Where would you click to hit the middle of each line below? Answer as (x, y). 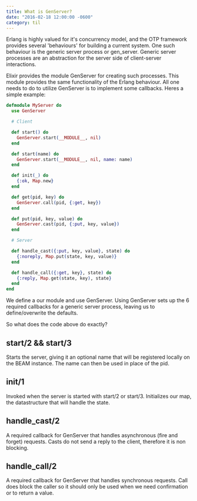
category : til (24, 22)
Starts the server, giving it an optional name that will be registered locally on (98, 357)
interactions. (21, 64)
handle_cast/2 (33, 421)
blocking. (17, 448)
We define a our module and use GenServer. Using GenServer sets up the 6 (98, 300)
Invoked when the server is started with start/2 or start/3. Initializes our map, (99, 396)
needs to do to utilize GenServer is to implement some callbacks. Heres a (95, 89)
